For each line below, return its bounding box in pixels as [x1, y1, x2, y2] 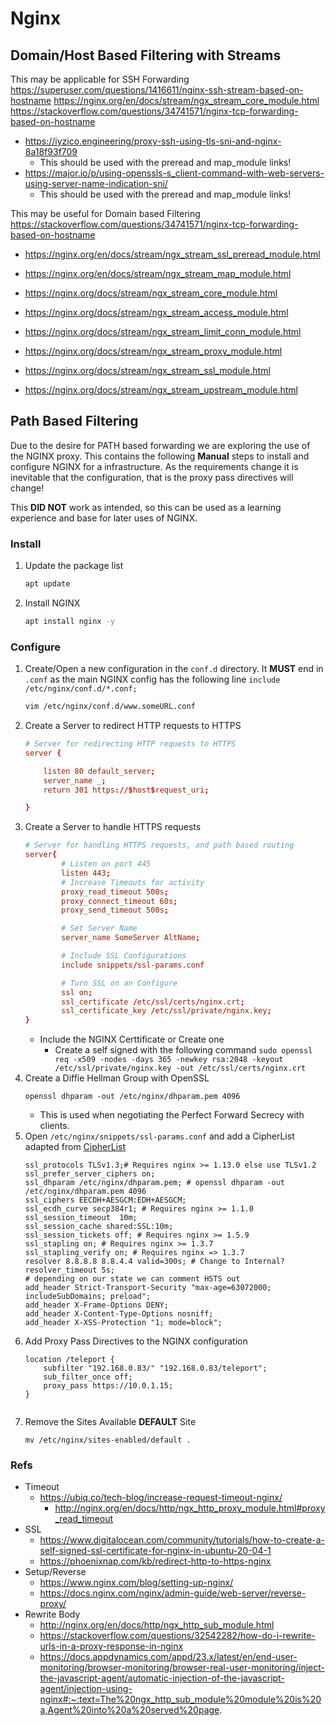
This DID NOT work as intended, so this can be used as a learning [10, 501, 282, 513]
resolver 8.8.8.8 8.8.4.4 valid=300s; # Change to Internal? [24, 1257, 286, 1267]
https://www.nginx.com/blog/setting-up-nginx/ [39, 1577, 234, 1589]
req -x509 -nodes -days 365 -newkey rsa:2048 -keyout [54, 1055, 284, 1065]
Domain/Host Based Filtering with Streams [10, 47, 282, 64]
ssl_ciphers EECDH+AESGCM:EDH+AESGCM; [24, 1195, 187, 1206]
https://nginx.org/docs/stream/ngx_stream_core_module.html [24, 287, 278, 299]
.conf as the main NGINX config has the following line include [24, 673, 281, 686]
